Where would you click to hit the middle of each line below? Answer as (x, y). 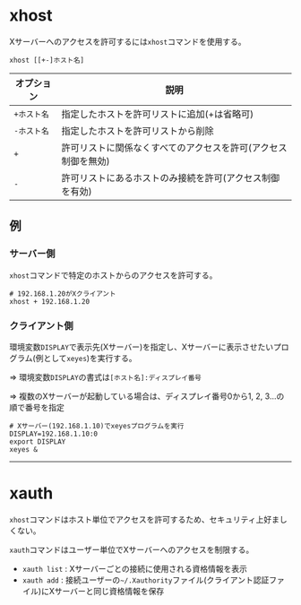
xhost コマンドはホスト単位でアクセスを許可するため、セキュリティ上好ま (145, 519)
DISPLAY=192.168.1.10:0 (54, 434)
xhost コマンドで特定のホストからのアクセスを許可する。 (113, 275)
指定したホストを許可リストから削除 (138, 131)
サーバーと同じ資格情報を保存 (109, 591)
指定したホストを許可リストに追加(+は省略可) (157, 114)
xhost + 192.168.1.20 (50, 301)
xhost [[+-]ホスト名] (47, 60)
